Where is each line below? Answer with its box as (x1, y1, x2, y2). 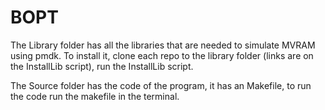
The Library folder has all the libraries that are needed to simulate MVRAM (10, 39, 316, 51)
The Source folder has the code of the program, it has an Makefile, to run (10, 79, 312, 91)
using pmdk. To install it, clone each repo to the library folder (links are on (10, 49, 314, 61)
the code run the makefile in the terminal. (10, 90, 180, 102)
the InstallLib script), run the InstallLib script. (10, 60, 194, 72)
